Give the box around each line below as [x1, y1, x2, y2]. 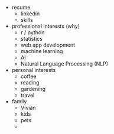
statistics [20, 35, 43, 42]
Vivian [20, 104, 37, 111]
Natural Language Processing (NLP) [20, 60, 108, 67]
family [11, 98, 27, 104]
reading [20, 79, 40, 86]
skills [20, 17, 34, 23]
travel [20, 91, 35, 99]
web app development [20, 41, 76, 48]
